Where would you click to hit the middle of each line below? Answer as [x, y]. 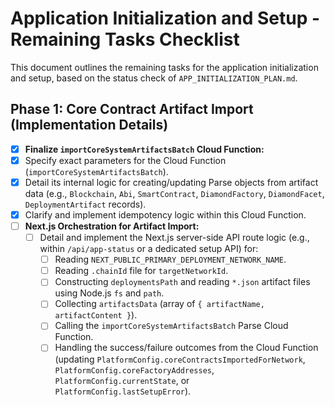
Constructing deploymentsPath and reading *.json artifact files [182, 282]
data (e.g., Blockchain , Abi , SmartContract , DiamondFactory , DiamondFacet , [174, 193]
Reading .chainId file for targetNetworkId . [141, 271]
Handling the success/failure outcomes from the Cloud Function [186, 348]
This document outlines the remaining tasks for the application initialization [164, 67]
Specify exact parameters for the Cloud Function [125, 160]
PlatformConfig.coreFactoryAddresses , [134, 369]
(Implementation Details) [89, 125]
